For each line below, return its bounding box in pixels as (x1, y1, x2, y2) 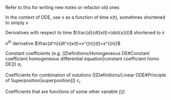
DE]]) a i (5, 61, 21, 68)
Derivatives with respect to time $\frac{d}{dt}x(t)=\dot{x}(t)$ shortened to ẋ (5, 30, 165, 35)
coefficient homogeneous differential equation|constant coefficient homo (5, 56, 159, 62)
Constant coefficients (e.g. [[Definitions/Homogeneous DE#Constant (5, 50, 150, 56)
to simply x (5, 20, 29, 26)
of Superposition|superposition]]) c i (5, 78, 81, 85)
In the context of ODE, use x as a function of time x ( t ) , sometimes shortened (5, 14, 166, 20)
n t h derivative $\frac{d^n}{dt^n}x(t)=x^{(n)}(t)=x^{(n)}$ (5, 39, 121, 46)
